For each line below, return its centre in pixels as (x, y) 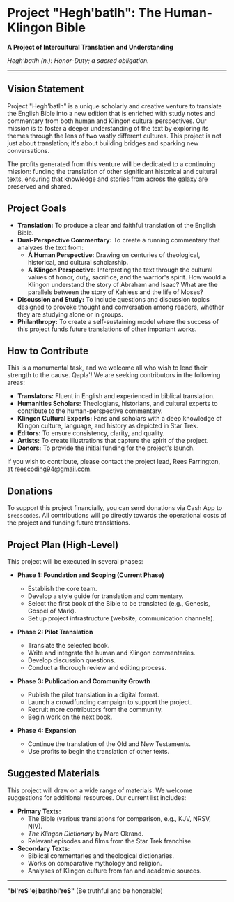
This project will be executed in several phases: (75, 561)
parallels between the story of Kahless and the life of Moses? (115, 292)
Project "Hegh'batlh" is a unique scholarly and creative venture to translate (115, 106)
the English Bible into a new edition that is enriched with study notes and (111, 113)
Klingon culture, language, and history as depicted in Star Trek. (108, 426)
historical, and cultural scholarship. (78, 262)
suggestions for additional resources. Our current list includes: (97, 797)
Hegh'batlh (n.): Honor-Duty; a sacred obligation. (78, 60)
